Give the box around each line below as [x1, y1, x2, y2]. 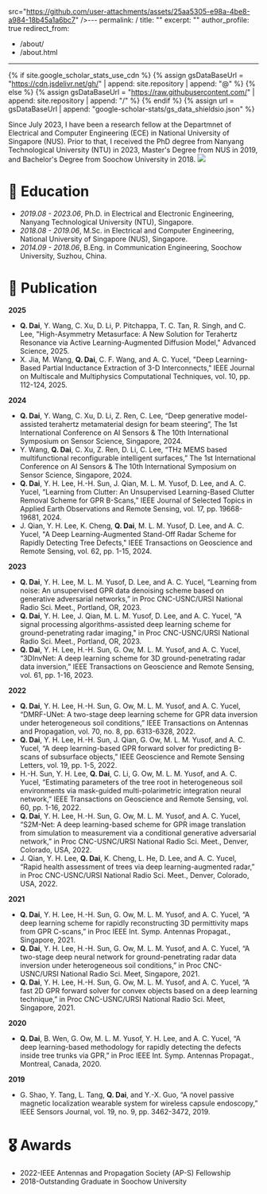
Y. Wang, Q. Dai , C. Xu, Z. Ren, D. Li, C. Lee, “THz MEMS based [19, 444, 228, 454]
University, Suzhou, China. [19, 251, 107, 260]
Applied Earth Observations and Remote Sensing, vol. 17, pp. [19, 503, 218, 513]
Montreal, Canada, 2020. [19, 1059, 102, 1068]
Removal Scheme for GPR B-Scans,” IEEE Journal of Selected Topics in [19, 495, 253, 505]
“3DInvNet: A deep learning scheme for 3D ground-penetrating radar [19, 653, 246, 663]
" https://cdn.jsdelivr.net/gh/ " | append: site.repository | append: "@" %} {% [8, 79, 256, 88]
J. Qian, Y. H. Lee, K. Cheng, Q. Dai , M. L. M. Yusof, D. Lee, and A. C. [19, 521, 245, 530]
